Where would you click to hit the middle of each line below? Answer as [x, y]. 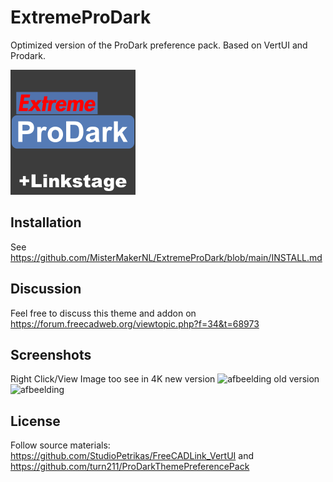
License [35, 421]
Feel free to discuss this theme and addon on [103, 313]
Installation [46, 222]
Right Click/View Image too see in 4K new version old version [165, 379]
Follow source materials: [60, 445]
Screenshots [51, 354]
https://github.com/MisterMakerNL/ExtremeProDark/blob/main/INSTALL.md [166, 257]
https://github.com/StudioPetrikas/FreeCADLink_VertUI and [132, 456]
